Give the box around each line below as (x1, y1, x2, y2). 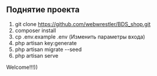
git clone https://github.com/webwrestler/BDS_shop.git (14, 20, 151, 27)
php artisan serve (14, 52, 59, 59)
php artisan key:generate (14, 39, 77, 46)
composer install (14, 27, 56, 34)
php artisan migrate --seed (14, 46, 82, 53)
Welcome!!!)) (6, 64, 38, 71)
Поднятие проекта (6, 5, 80, 15)
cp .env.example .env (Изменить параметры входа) (14, 33, 146, 40)
